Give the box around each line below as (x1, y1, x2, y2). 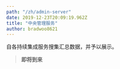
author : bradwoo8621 (6, 25, 58, 32)
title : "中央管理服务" (6, 20, 58, 26)
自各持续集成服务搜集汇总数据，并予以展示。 (6, 43, 118, 50)
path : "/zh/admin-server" (6, 8, 71, 15)
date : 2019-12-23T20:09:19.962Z (6, 15, 87, 21)
